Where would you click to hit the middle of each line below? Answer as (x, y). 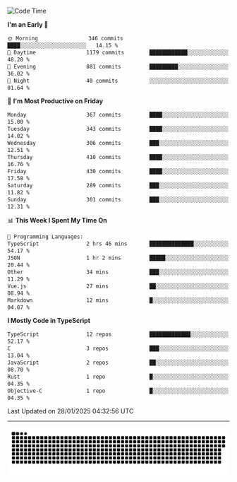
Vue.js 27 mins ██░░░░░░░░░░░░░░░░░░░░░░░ (118, 286)
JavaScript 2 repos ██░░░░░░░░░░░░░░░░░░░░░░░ (118, 363)
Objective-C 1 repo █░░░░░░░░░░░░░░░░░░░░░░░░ (118, 391)
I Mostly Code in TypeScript (49, 321)
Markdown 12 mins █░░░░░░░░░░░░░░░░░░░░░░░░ (118, 300)
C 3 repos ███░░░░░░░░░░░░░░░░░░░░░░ (118, 348)
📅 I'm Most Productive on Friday (55, 101)
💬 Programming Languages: (45, 237)
